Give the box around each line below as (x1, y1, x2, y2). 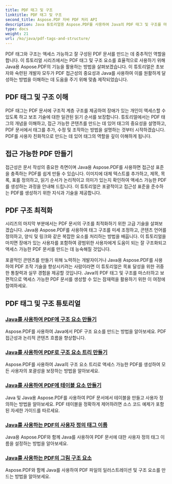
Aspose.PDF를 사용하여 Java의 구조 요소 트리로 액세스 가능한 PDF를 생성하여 (5, 362, 161, 368)
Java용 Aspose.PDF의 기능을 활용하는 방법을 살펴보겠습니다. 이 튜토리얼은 (5, 64, 155, 70)
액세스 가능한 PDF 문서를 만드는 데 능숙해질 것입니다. (5, 246, 111, 252)
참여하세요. (5, 283, 28, 289)
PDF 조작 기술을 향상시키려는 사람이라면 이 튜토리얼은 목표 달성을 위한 (14, 263, 155, 269)
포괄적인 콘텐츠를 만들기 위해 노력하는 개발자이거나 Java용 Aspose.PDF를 (5, 257, 154, 263)
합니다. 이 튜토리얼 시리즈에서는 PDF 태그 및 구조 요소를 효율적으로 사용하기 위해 (5, 57, 165, 63)
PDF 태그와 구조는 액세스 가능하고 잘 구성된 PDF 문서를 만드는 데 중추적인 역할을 (5, 51, 166, 57)
